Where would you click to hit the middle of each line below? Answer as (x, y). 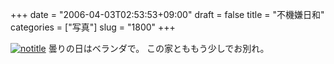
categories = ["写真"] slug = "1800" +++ (93, 27)
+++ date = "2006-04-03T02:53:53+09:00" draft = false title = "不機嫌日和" (167, 14)
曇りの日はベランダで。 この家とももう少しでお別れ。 (159, 48)
